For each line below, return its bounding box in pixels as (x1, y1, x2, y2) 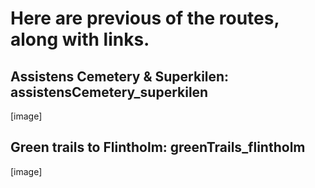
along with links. (10, 28, 150, 51)
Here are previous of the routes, (10, 7, 280, 30)
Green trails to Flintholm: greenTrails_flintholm (10, 139, 306, 156)
